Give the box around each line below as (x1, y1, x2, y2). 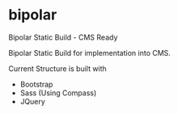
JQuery (19, 96, 46, 106)
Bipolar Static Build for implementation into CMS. (8, 48, 172, 57)
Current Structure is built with (8, 63, 107, 74)
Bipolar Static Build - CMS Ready (8, 32, 118, 42)
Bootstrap (19, 79, 53, 89)
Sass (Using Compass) (19, 87, 97, 98)
